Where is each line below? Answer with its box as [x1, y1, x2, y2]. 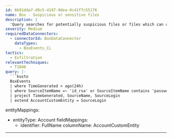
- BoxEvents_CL [18, 45, 52, 51]
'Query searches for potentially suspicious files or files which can [10, 21, 164, 27]
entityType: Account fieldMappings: [12, 117, 89, 123]
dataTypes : [14, 41, 38, 46]
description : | [5, 17, 38, 22]
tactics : [5, 50, 24, 55]
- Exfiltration [10, 55, 42, 60]
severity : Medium [5, 27, 42, 32]
